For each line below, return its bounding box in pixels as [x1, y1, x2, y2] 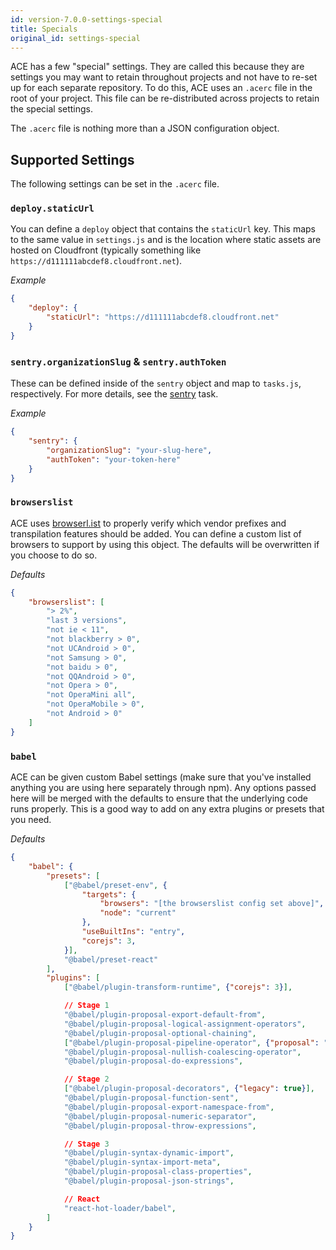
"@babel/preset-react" [63, 954, 159, 965]
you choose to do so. [10, 549, 98, 561]
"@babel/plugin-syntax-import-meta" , [63, 1157, 222, 1168]
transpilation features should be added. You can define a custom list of [10, 527, 302, 540]
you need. [10, 814, 52, 825]
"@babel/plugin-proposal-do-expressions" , [63, 1056, 244, 1066]
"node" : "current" [99, 908, 177, 918]
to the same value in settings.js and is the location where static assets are [10, 234, 322, 246]
